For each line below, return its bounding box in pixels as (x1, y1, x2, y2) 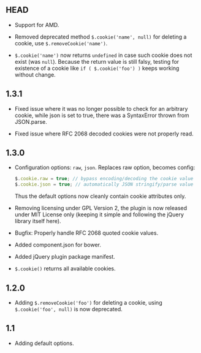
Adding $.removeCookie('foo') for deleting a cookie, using (14, 299, 163, 306)
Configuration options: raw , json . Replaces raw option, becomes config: (14, 164, 195, 171)
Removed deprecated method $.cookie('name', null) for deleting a (14, 33, 187, 40)
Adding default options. (14, 340, 74, 347)
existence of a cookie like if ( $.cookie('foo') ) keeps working (14, 64, 180, 72)
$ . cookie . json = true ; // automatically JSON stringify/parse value (14, 181, 194, 188)
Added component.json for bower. (14, 241, 102, 249)
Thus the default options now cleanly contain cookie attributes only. (14, 192, 186, 200)
